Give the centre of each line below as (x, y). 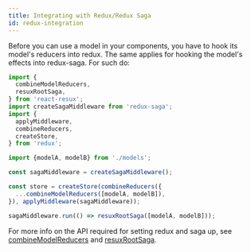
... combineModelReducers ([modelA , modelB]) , (90, 194)
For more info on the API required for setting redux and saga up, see (120, 231)
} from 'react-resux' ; (46, 99)
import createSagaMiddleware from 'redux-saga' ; (90, 107)
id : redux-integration (46, 23)
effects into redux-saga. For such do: (69, 62)
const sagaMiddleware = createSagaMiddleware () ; (90, 173)
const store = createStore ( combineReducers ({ (85, 187)
